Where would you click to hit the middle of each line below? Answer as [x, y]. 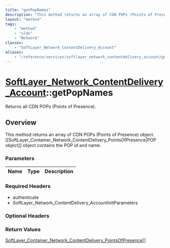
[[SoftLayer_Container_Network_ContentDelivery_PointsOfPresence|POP [81, 140]
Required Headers [28, 186]
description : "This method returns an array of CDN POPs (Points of [79, 15]
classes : [14, 43]
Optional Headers [27, 216]
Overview [21, 122]
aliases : [14, 52]
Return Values [23, 229]
